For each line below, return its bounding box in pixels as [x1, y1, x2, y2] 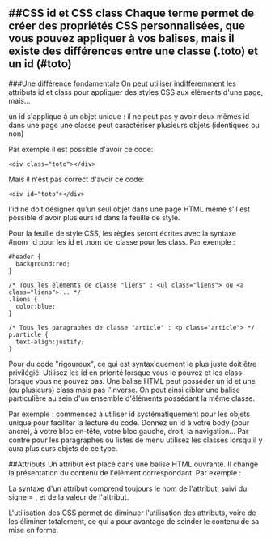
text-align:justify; [15, 338, 85, 346]
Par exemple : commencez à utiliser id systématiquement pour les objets [8, 409, 251, 419]
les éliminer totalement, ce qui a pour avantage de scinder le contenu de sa [8, 516, 260, 526]
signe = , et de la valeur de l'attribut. [8, 492, 129, 501]
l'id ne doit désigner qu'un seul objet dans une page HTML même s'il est [8, 204, 251, 214]
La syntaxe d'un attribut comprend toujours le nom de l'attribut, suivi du [8, 483, 248, 493]
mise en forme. [8, 525, 59, 535]
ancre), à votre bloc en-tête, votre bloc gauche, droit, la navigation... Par [8, 426, 249, 436]
